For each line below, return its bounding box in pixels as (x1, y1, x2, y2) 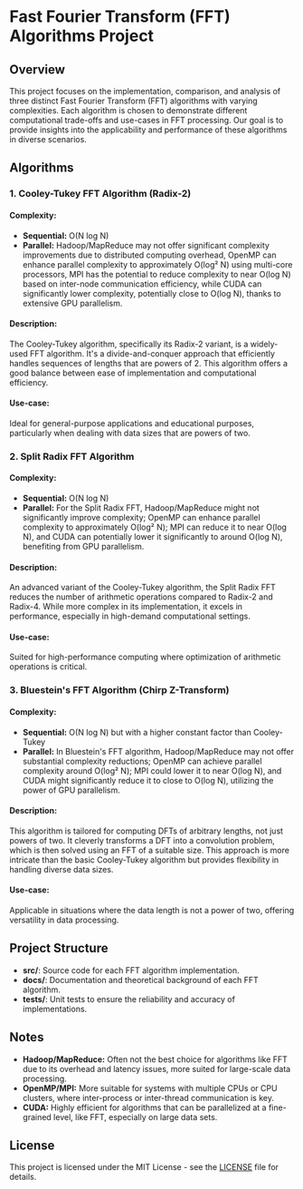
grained (22, 1111, 52, 1122)
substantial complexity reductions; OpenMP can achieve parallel (22, 755, 262, 766)
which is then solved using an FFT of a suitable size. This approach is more (9, 844, 289, 855)
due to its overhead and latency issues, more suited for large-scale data (22, 1063, 291, 1074)
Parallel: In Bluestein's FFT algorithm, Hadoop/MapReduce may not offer (22, 746, 294, 756)
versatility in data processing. (9, 914, 119, 925)
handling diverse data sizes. (9, 863, 114, 874)
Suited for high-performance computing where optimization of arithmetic (9, 651, 281, 663)
